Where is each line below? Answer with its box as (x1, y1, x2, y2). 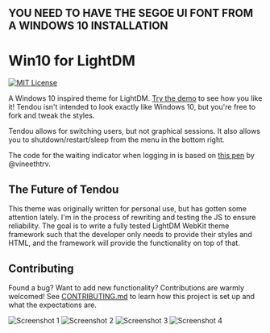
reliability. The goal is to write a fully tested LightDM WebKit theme (8, 221, 230, 231)
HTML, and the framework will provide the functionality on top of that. (8, 238, 240, 248)
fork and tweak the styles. (8, 110, 95, 120)
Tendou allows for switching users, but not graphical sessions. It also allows (8, 127, 260, 136)
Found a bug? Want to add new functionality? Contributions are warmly (8, 282, 244, 293)
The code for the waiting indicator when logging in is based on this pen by (8, 151, 255, 160)
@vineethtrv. (8, 159, 51, 169)
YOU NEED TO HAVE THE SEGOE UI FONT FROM (8, 6, 254, 20)
